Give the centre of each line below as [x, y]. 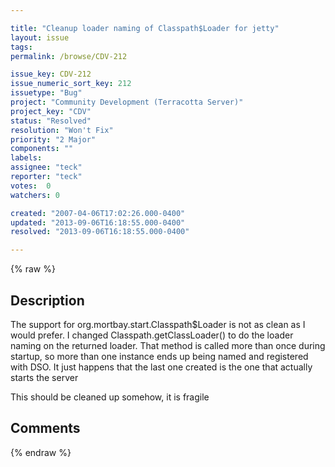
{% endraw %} [41, 452]
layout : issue [40, 37]
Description [47, 300]
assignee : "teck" [46, 167]
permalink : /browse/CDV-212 [69, 56]
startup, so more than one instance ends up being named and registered [159, 356]
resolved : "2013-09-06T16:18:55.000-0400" [100, 232]
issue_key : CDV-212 [51, 74]
